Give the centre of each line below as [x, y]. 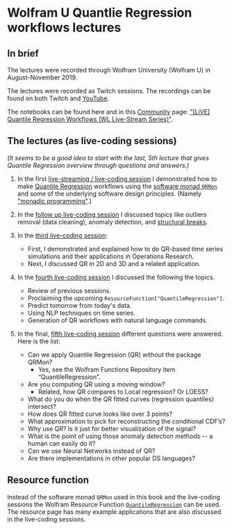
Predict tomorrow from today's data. [80, 305]
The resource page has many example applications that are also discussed [114, 512]
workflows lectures [64, 28]
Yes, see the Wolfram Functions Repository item [107, 369]
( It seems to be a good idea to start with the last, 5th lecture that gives [108, 157]
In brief [23, 53]
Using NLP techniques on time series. [81, 313]
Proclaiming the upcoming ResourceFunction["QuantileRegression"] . [126, 298]
